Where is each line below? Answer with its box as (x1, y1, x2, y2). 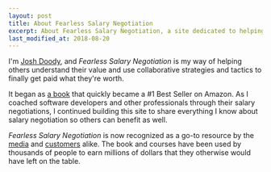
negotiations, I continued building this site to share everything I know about (8, 107, 258, 116)
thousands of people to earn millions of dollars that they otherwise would (8, 148, 252, 157)
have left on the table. (8, 157, 81, 166)
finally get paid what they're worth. (8, 73, 125, 83)
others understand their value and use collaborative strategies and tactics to (8, 65, 262, 75)
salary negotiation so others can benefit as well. (8, 115, 168, 125)
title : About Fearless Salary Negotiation (8, 19, 153, 27)
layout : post (8, 11, 52, 20)
